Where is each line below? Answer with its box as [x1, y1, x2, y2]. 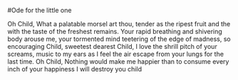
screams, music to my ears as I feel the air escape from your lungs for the [7, 50, 224, 58]
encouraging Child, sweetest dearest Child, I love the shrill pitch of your [7, 42, 217, 50]
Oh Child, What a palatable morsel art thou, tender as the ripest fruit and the [7, 20, 231, 28]
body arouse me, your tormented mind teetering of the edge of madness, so [7, 35, 231, 43]
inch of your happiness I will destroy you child [7, 65, 143, 73]
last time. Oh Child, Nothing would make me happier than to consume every [7, 57, 229, 66]
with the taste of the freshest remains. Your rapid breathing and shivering [7, 28, 222, 35]
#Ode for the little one [7, 6, 72, 14]
